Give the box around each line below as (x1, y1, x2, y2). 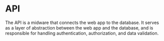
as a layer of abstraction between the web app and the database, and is (5, 24, 153, 30)
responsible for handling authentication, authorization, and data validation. (5, 30, 159, 36)
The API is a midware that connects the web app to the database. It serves (5, 19, 159, 25)
